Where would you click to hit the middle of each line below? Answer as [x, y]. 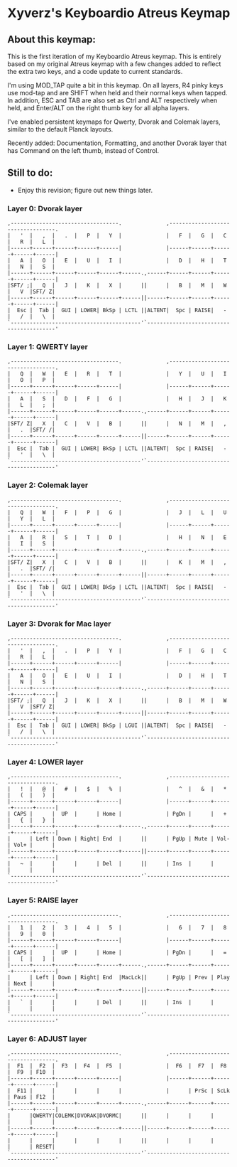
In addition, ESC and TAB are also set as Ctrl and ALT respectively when [112, 100]
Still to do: [30, 173]
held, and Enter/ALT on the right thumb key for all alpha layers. [99, 108]
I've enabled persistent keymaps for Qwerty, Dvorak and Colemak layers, [114, 122]
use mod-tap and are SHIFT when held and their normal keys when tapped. [117, 93]
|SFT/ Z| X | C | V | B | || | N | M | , [117, 424]
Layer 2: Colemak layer [48, 485]
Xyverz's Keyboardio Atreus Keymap [119, 13]
